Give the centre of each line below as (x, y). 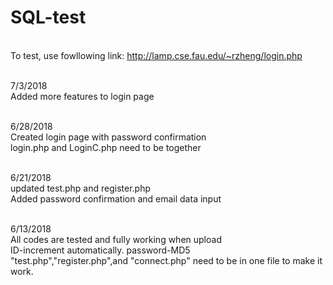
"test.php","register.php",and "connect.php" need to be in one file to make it (166, 260)
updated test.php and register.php (81, 188)
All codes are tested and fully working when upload (116, 239)
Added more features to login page (82, 96)
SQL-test (48, 17)
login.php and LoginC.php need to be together (106, 147)
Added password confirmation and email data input (116, 198)
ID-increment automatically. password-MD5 (100, 250)
